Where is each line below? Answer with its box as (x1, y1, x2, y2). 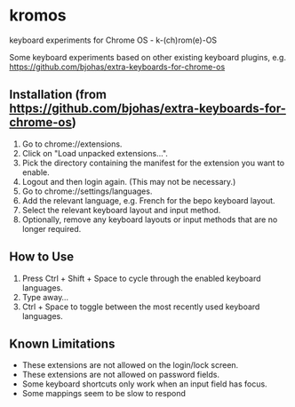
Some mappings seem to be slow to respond (21, 388, 187, 399)
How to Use (9, 250, 75, 265)
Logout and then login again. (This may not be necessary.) (21, 176, 236, 187)
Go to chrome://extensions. (21, 139, 123, 149)
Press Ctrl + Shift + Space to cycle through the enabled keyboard (21, 273, 261, 283)
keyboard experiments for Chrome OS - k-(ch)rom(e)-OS (9, 35, 218, 45)
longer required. (21, 223, 82, 234)
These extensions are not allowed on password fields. (21, 370, 220, 380)
